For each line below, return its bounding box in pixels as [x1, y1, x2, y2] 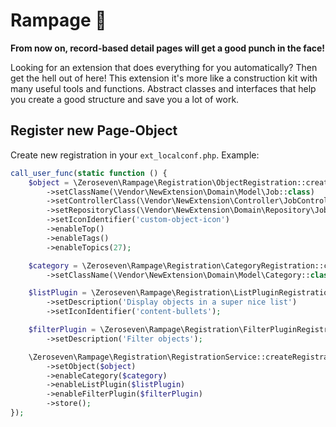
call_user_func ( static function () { [10, 168, 168, 178]
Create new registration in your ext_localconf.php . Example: [10, 149, 260, 161]
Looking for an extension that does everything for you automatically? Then [10, 61, 318, 73]
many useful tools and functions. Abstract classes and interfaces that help [10, 82, 317, 94]
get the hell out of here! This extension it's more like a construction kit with [10, 72, 318, 84]
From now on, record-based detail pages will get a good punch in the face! [10, 42, 326, 54]
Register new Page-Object [10, 122, 178, 139]
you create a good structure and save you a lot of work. [10, 93, 240, 105]
